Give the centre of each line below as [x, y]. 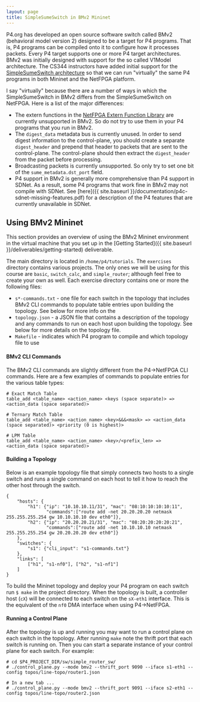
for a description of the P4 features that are [139, 197]
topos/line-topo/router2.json [62, 693]
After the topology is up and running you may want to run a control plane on [99, 631]
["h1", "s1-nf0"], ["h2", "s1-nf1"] [73, 564]
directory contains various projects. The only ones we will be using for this [98, 268]
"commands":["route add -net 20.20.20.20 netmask [109, 512]
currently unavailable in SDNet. [53, 203]
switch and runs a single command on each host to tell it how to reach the [97, 479]
